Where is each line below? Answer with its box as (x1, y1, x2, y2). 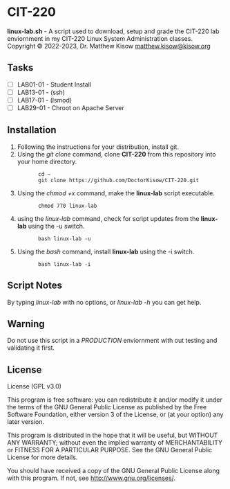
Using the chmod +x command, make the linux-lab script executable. (17, 188, 215, 197)
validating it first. (7, 344, 55, 352)
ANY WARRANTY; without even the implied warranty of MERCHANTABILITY (7, 438, 223, 447)
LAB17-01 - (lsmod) (17, 96, 73, 104)
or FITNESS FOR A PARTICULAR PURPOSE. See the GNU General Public (7, 446, 213, 454)
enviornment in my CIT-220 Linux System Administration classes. (7, 34, 193, 42)
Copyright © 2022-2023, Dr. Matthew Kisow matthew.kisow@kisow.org (7, 42, 211, 50)
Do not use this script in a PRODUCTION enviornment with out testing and (7, 337, 218, 345)
